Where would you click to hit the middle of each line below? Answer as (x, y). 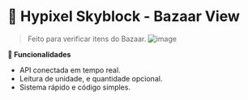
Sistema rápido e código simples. (75, 87)
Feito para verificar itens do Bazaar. (87, 39)
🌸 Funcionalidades (39, 54)
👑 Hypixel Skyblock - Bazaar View (124, 17)
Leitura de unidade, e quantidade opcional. (91, 78)
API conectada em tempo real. (70, 70)
